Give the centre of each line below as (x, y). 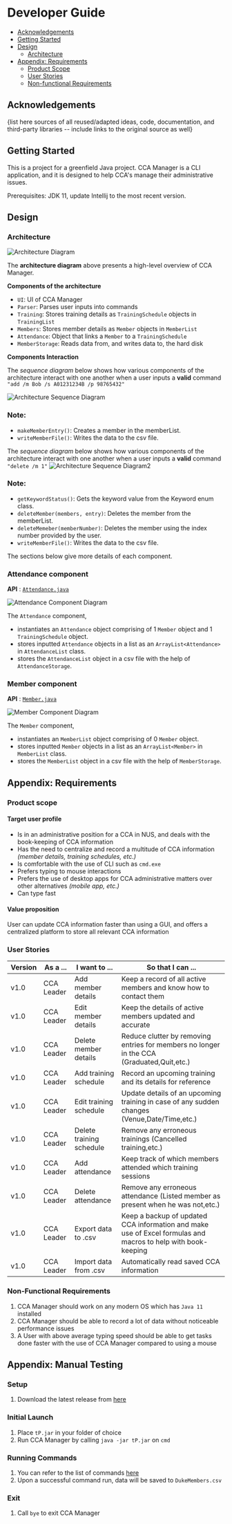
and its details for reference (166, 1082)
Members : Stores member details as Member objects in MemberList (107, 329)
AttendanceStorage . (45, 666)
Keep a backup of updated (164, 1216)
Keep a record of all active (164, 979)
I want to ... (95, 967)
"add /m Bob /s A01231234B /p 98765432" (66, 384)
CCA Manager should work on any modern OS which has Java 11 (110, 1306)
